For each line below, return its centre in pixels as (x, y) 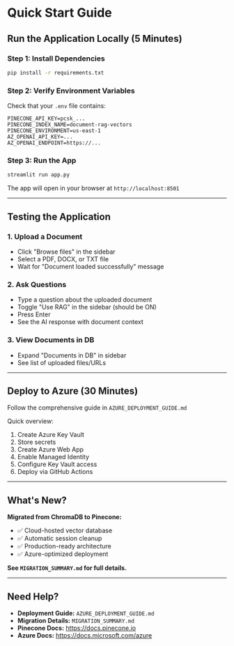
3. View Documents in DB (51, 340)
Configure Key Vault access (57, 464)
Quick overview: (31, 421)
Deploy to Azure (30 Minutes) (73, 391)
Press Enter (34, 314)
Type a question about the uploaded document (85, 300)
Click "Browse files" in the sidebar (67, 252)
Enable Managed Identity (53, 457)
